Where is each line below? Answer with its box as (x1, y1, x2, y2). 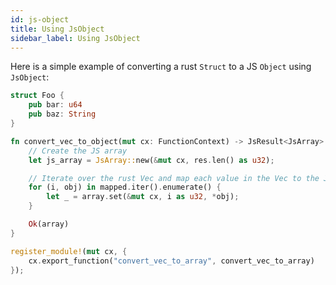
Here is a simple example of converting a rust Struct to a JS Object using (10, 61, 312, 73)
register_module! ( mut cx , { (10, 246, 128, 256)
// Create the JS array (28, 146, 128, 156)
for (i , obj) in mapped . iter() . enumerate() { (28, 182, 222, 193)
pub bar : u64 (28, 100, 83, 110)
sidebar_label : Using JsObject (10, 33, 141, 43)
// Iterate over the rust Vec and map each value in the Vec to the (28, 173, 320, 183)
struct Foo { (10, 91, 65, 101)
